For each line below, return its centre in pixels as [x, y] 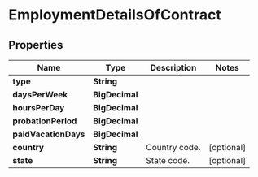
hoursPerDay [39, 108]
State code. [168, 160]
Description [173, 68]
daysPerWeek [40, 95]
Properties [36, 45]
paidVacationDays [49, 134]
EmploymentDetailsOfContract [115, 15]
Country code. [173, 147]
